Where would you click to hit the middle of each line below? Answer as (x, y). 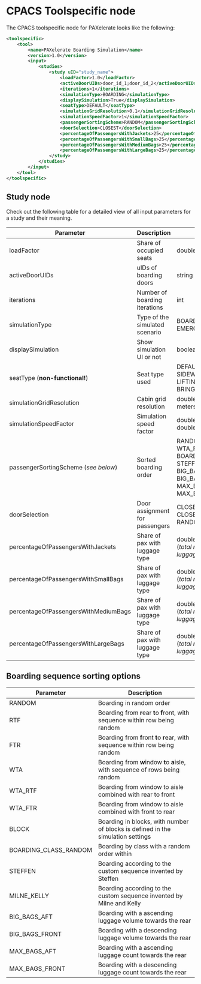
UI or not (149, 357)
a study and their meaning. (39, 218)
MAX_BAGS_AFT (33, 952)
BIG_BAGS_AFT (31, 917)
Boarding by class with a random (144, 847)
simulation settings (124, 837)
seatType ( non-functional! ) (49, 378)
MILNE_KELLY (29, 896)
